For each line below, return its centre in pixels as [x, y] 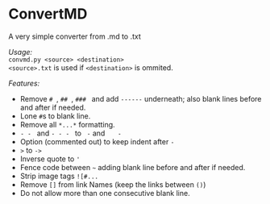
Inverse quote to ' [50, 159]
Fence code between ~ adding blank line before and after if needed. [133, 167]
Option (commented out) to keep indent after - [97, 141]
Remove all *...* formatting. [67, 124]
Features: [24, 83]
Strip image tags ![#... [59, 176]
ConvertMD [48, 14]
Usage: [21, 52]
